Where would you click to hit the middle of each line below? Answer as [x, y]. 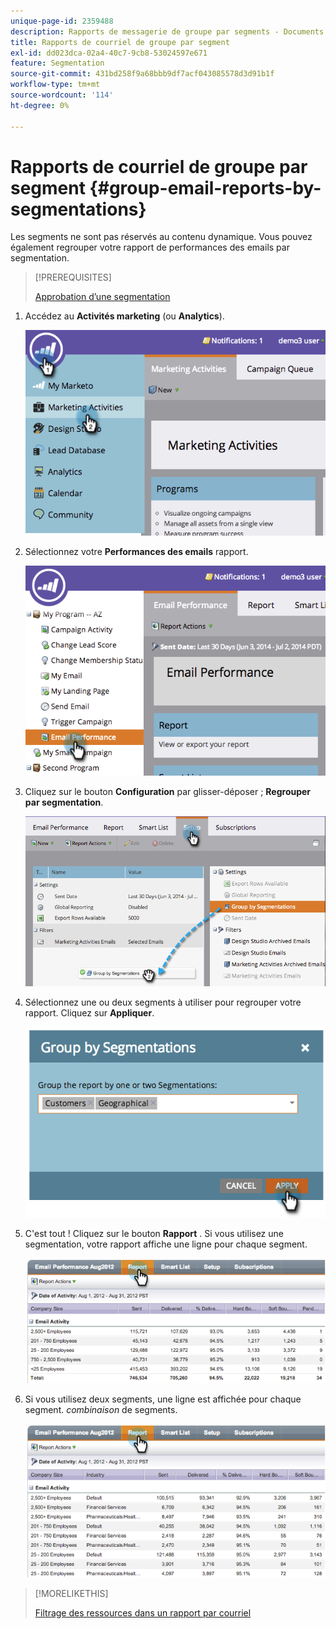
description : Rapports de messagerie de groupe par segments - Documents [167, 31]
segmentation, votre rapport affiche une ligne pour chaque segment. [166, 1244]
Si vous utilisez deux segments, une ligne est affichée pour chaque [163, 1399]
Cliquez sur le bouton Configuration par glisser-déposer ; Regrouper [168, 791]
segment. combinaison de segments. [101, 1410]
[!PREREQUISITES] [73, 277]
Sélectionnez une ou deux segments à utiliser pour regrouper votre [163, 1002]
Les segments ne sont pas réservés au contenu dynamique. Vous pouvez [161, 237]
